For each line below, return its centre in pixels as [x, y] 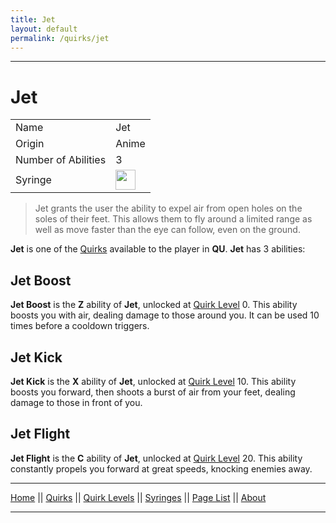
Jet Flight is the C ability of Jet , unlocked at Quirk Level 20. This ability [156, 458]
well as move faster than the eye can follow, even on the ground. [167, 230]
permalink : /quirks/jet [60, 38]
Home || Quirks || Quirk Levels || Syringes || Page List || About [138, 497]
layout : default [44, 29]
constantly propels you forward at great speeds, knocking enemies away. [161, 468]
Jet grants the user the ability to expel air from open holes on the [168, 208]
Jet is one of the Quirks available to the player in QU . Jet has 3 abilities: [158, 249]
